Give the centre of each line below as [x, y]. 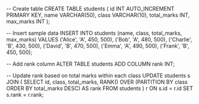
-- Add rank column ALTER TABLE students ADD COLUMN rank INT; [91, 64]
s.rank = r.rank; [25, 95]
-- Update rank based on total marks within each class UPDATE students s [98, 75]
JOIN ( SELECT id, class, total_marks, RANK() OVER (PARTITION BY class [97, 82]
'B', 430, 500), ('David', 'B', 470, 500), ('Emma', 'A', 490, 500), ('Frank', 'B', [98, 46]
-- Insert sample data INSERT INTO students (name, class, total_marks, [94, 33]
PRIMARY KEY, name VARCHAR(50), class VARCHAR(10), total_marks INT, [98, 15]
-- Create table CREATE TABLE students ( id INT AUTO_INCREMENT [90, 9]
